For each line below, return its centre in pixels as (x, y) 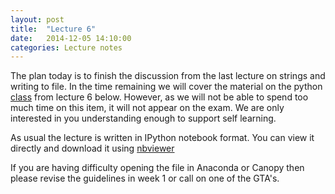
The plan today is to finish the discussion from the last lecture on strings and (168, 76)
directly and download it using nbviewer (92, 148)
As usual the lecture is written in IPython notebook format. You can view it (162, 138)
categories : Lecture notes (66, 47)
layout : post (37, 19)
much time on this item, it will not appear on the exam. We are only (147, 108)
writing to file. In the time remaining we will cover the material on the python (166, 87)
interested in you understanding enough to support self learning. (143, 118)
